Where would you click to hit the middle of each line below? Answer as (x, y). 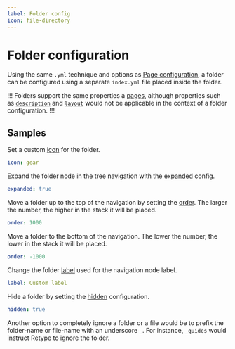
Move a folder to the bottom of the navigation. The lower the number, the (113, 236)
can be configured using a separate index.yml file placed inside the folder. (115, 82)
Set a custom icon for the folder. (54, 150)
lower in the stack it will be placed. (57, 243)
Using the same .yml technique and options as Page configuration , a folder (116, 75)
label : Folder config (39, 14)
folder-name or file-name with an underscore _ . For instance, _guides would (117, 330)
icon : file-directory (39, 20)
